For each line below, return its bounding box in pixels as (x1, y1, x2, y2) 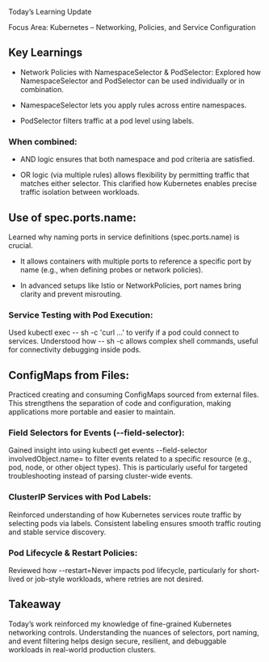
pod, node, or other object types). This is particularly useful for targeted (8, 462, 248, 472)
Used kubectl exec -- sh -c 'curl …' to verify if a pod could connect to (8, 327, 240, 338)
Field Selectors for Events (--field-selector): (8, 427, 185, 438)
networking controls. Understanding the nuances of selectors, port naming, (8, 627, 260, 637)
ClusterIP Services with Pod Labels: (8, 491, 152, 503)
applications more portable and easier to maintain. (8, 407, 176, 417)
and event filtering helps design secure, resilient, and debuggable (8, 636, 227, 646)
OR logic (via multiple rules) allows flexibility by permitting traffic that (19, 170, 250, 180)
